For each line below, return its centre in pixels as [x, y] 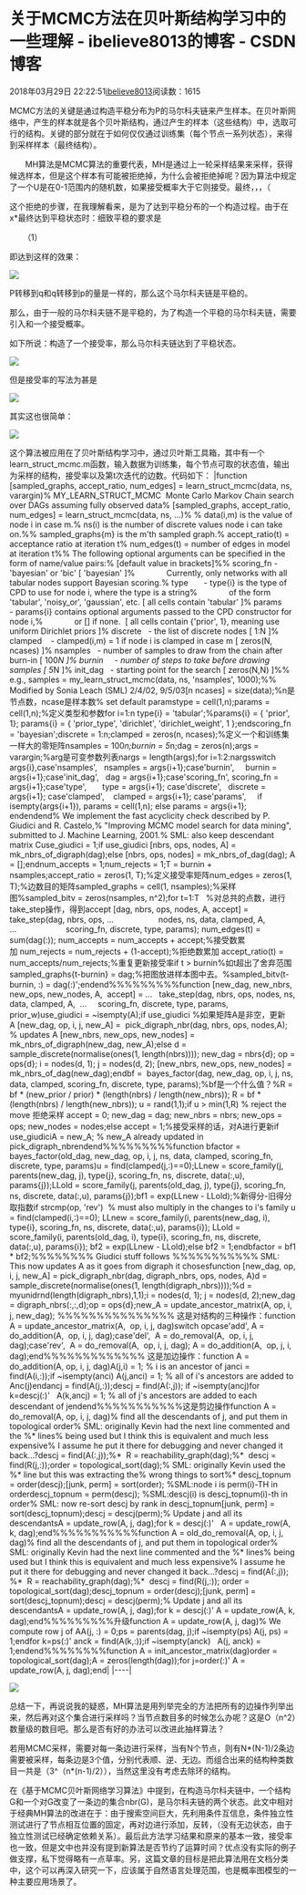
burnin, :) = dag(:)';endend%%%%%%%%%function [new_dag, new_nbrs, [151, 984]
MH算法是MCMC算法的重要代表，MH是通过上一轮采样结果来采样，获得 [159, 164]
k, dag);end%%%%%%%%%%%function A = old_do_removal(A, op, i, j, [147, 1532]
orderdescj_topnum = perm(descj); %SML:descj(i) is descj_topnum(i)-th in [149, 1494]
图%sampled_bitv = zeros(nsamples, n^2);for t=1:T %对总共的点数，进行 [148, 897]
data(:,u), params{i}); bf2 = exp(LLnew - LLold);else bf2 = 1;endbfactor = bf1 [153, 1247]
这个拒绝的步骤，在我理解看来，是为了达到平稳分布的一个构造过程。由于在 [149, 206]
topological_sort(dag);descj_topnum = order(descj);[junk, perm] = [133, 1590]
